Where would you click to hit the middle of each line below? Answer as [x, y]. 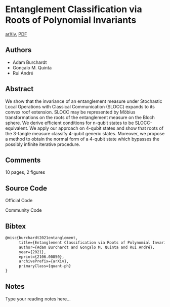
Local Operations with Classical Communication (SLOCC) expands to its [80, 106]
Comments [23, 160]
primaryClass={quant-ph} [45, 266]
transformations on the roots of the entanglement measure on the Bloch [80, 117]
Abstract [19, 89]
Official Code [19, 201]
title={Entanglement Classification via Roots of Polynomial [84, 242]
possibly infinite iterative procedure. [43, 144]
